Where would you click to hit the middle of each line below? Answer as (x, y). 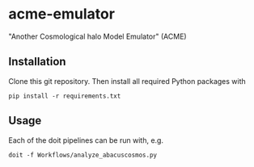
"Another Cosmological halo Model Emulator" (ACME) (98, 36)
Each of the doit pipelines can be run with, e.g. (86, 140)
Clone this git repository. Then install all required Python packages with (127, 81)
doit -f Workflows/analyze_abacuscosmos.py (83, 155)
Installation (37, 62)
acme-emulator (62, 14)
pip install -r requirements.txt (65, 96)
